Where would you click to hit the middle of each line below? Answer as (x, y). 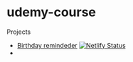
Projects (19, 32)
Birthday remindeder (47, 45)
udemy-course (52, 12)
